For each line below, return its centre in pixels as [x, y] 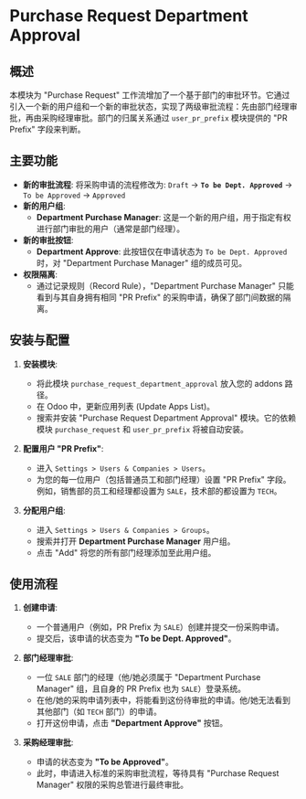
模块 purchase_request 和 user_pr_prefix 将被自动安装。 [142, 429]
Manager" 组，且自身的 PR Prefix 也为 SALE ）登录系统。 [141, 689]
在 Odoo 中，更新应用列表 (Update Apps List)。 [126, 406]
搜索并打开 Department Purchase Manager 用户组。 [136, 541]
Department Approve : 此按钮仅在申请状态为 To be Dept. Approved [162, 251]
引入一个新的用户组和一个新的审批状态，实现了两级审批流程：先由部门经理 [149, 107]
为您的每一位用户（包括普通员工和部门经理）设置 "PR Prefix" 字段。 [164, 479]
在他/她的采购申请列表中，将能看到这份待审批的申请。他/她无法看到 [163, 700]
